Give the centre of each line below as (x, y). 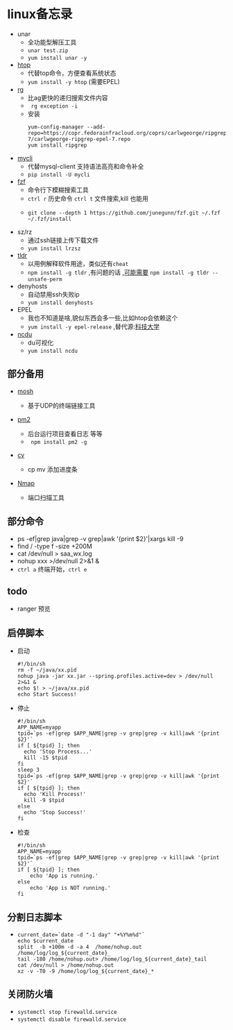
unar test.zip (48, 50)
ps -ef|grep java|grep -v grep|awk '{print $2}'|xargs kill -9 (100, 538)
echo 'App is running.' (64, 876)
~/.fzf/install (49, 219)
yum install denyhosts (60, 303)
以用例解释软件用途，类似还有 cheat (78, 263)
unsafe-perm (45, 279)
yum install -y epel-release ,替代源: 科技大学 (93, 326)
